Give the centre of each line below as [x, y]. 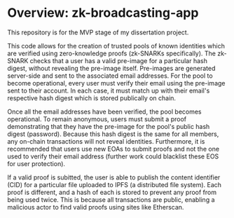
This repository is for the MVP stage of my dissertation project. [98, 32]
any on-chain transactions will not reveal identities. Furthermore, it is [106, 141]
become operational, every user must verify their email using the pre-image [116, 83]
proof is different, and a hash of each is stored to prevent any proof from [112, 192]
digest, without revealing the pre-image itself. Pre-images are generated [111, 68]
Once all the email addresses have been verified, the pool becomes [104, 111]
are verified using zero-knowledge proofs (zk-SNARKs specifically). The [111, 53]
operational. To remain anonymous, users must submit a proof [97, 119]
